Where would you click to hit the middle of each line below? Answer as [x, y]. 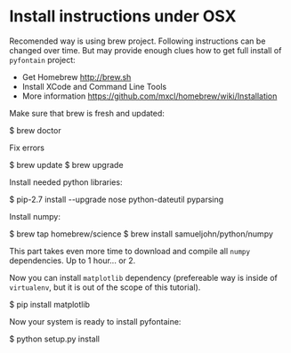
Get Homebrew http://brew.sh [77, 76]
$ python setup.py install [55, 339]
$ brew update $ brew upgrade [66, 164]
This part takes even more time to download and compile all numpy [130, 251]
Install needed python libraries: [66, 182]
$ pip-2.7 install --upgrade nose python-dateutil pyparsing [117, 199]
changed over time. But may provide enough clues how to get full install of [145, 50]
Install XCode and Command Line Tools [94, 86]
